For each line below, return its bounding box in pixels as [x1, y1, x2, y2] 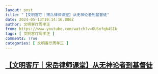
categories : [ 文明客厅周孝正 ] [5, 41, 69, 46]
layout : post [5, 7, 33, 13]
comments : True [5, 36, 38, 41]
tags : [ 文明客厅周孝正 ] [5, 31, 55, 36]
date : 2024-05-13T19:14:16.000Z [5, 17, 74, 22]
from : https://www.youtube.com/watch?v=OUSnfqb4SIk [5, 27, 117, 32]
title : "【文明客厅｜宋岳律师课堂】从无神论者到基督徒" [5, 12, 110, 17]
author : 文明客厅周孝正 [5, 21, 50, 27]
